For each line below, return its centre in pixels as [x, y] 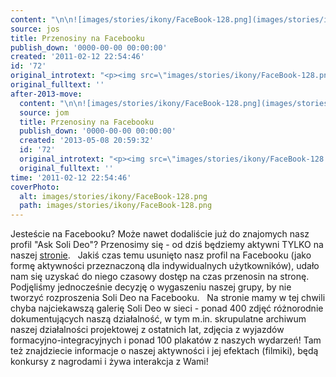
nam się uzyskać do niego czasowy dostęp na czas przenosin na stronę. [160, 277]
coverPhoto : [35, 187]
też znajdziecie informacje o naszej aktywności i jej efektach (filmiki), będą [164, 351]
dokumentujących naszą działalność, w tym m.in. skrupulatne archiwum [158, 319]
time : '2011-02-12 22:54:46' [71, 177]
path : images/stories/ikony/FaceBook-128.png [116, 206]
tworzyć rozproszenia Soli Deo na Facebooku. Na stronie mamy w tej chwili [168, 298]
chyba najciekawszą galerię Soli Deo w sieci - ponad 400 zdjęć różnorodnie [167, 308]
